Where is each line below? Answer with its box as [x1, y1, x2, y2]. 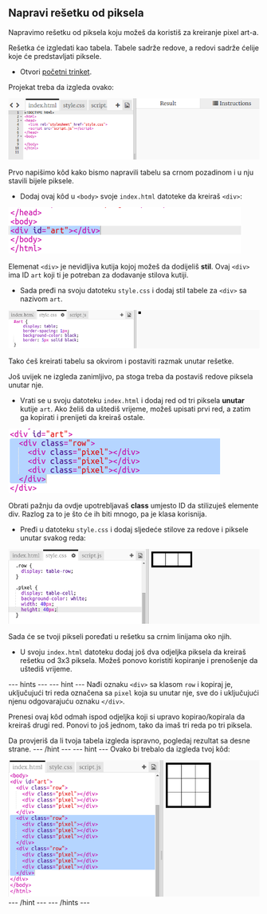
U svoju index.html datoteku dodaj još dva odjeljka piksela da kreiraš [19, 647, 246, 657]
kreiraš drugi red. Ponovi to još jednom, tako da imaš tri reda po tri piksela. [8, 720, 253, 730]
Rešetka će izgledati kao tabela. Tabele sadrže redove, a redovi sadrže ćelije [8, 43, 259, 53]
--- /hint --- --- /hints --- [8, 897, 90, 907]
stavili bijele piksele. [8, 175, 74, 186]
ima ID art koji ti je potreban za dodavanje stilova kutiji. [8, 270, 189, 280]
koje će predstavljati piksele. [8, 51, 102, 61]
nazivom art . [19, 294, 63, 304]
